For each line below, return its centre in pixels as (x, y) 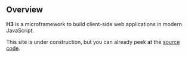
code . (13, 48)
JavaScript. (20, 30)
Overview (25, 10)
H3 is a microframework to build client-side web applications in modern (94, 24)
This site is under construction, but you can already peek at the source (93, 42)
